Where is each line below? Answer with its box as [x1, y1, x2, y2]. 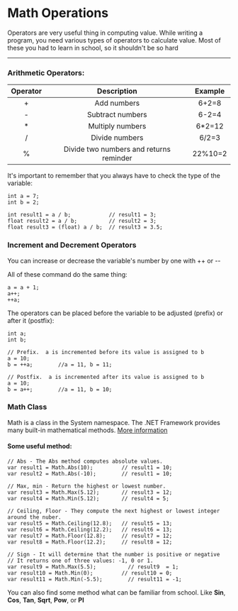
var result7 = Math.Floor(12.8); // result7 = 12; [7, 532, 173, 540]
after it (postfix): [7, 316, 55, 324]
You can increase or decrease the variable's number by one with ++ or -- [7, 256, 221, 265]
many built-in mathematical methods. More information [7, 426, 168, 434]
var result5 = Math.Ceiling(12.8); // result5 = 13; [7, 520, 173, 527]
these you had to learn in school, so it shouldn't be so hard [7, 43, 178, 52]
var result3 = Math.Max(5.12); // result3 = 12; [7, 489, 173, 496]
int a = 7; [7, 193, 40, 200]
